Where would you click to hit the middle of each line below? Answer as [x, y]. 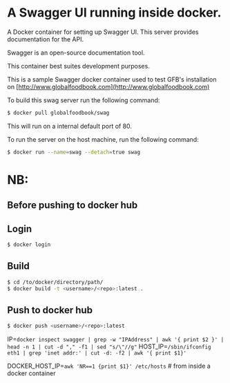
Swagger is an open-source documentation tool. [76, 53]
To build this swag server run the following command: [84, 100]
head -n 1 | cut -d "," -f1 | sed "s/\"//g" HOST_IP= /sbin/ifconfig [109, 346]
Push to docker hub [50, 310]
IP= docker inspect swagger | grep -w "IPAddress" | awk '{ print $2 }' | [116, 339]
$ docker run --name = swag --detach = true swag [74, 152]
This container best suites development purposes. [78, 66]
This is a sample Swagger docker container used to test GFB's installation [112, 79]
